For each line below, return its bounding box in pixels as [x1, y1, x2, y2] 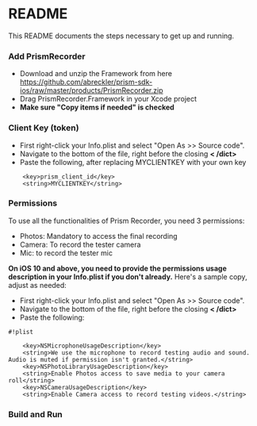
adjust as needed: [8, 280, 67, 290]
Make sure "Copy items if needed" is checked [19, 102, 175, 112]
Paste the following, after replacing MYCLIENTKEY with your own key [19, 157, 247, 167]
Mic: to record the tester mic [19, 248, 113, 258]
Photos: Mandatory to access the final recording [19, 231, 178, 240]
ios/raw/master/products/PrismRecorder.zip [19, 86, 163, 95]
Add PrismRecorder [8, 51, 86, 62]
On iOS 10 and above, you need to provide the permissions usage [8, 263, 228, 273]
